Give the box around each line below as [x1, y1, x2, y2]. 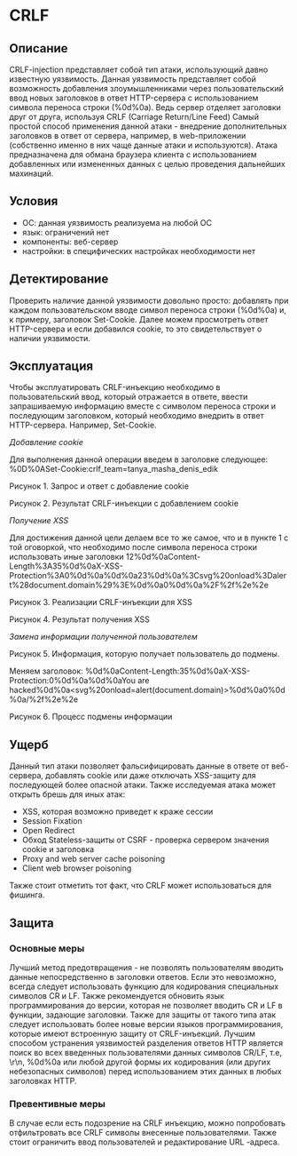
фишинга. [9, 889, 45, 900]
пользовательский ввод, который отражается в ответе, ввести [9, 392, 248, 403]
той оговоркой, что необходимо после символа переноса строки [9, 542, 258, 553]
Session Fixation [21, 816, 82, 826]
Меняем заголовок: [9, 666, 84, 676]
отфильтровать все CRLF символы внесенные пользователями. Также [9, 1128, 277, 1138]
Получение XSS [9, 515, 69, 526]
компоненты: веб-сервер [21, 236, 119, 247]
